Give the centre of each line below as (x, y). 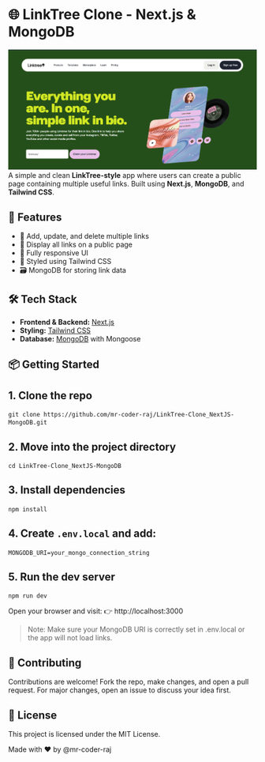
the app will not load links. (70, 638)
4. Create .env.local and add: (82, 534)
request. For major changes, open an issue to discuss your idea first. (119, 690)
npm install (28, 509)
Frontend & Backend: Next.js (67, 322)
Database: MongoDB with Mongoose (80, 338)
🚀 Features (35, 217)
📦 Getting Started (54, 365)
